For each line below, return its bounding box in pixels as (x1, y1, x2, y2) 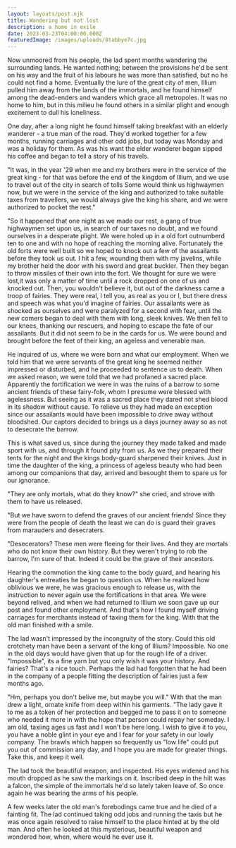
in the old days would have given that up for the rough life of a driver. (7, 649, 208, 658)
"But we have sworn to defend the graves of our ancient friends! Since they (7, 511, 227, 520)
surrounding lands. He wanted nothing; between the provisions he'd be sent (7, 63, 228, 72)
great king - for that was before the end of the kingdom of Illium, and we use (7, 173, 230, 182)
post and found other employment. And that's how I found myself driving (7, 606, 218, 614)
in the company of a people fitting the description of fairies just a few (7, 672, 208, 680)
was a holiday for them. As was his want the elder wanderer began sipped (7, 145, 223, 153)
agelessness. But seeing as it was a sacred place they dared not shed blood (7, 395, 228, 404)
